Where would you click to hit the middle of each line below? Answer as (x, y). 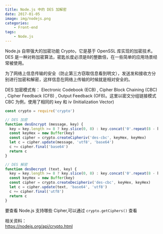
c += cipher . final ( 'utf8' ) (37, 191)
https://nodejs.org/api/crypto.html (39, 226)
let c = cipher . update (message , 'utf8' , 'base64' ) (62, 142)
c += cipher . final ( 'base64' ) (39, 147)
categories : (17, 23)
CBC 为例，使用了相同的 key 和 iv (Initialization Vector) (60, 102)
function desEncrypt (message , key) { (44, 124)
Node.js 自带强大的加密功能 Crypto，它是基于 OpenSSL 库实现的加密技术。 (80, 51)
